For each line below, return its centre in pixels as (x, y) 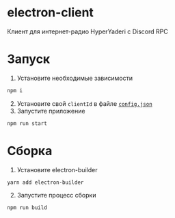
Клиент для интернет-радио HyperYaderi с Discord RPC (88, 31)
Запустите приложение (51, 111)
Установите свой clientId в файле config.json (84, 103)
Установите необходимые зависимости (75, 78)
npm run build (27, 208)
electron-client (51, 13)
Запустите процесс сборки (56, 195)
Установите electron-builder (57, 169)
